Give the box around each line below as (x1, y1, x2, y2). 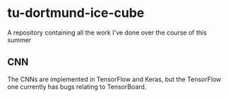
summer (7, 35, 32, 44)
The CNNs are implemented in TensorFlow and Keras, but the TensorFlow (7, 75, 222, 83)
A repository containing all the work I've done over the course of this (7, 28, 207, 37)
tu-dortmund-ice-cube (7, 5, 145, 21)
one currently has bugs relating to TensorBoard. (7, 82, 147, 91)
